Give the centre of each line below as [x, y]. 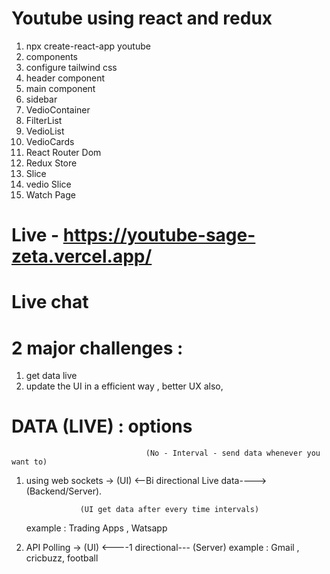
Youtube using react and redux [142, 18]
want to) [29, 462]
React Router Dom [63, 152]
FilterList [44, 120]
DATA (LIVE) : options [102, 426]
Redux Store [51, 163]
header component [65, 78]
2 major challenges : [97, 348]
